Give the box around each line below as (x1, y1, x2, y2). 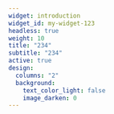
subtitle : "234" (8, 49, 63, 57)
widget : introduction (8, 11, 81, 20)
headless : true (8, 26, 59, 35)
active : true (8, 57, 52, 65)
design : (8, 64, 35, 72)
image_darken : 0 (22, 94, 78, 102)
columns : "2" (15, 71, 59, 79)
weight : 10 (8, 34, 45, 43)
